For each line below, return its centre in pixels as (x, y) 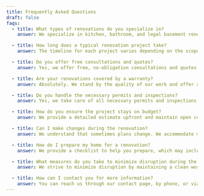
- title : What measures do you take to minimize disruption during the (104, 161)
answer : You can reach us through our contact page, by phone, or (103, 184)
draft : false (23, 18)
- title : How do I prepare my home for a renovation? (81, 145)
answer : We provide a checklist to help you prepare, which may (100, 150)
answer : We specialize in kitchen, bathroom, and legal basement (102, 35)
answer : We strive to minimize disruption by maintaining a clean (103, 167)
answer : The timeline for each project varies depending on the (100, 51)
